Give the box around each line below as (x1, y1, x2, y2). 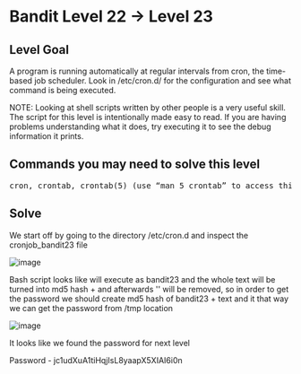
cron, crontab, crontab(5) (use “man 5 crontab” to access (9, 180, 275, 190)
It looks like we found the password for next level (9, 337, 191, 348)
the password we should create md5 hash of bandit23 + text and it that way (9, 293, 289, 304)
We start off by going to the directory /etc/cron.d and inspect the (9, 230, 249, 240)
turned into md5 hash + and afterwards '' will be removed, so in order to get (9, 283, 289, 294)
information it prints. (9, 131, 84, 141)
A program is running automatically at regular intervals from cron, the (9, 65, 264, 76)
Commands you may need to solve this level (9, 157, 261, 172)
